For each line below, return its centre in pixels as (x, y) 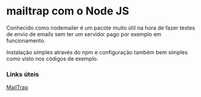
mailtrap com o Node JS (68, 11)
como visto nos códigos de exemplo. (52, 58)
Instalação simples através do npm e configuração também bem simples (97, 52)
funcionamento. (26, 40)
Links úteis (23, 74)
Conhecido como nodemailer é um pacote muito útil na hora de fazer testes (101, 28)
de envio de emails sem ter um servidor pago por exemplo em (84, 34)
